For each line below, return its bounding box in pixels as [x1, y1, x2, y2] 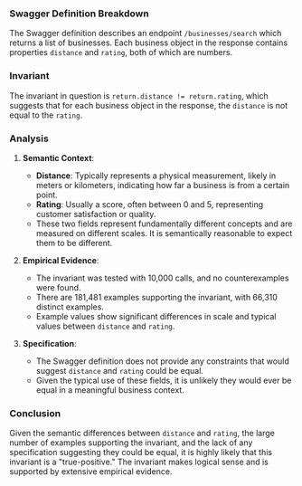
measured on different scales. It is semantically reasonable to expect [35, 227, 293, 238]
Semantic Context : [22, 152, 95, 163]
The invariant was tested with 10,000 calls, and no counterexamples [35, 272, 289, 283]
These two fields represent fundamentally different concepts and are [35, 218, 293, 229]
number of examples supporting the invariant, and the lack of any [9, 437, 253, 448]
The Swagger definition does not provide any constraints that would [35, 356, 289, 367]
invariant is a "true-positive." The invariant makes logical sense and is [9, 456, 269, 468]
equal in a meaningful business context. [35, 384, 185, 395]
